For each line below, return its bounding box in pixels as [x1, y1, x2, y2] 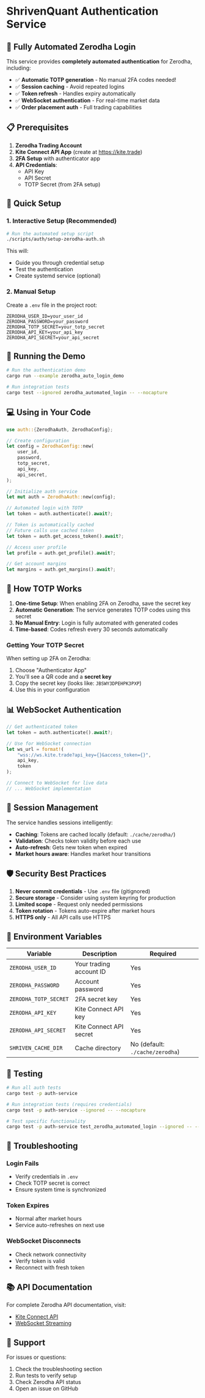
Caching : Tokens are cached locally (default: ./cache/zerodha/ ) [15, 830, 176, 838]
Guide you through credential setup [15, 259, 105, 266]
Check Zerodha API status [15, 1378, 81, 1386]
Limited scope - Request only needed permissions [15, 901, 143, 908]
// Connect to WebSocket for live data [6, 780, 108, 786]
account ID [74, 967, 106, 976]
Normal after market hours [15, 1215, 82, 1223]
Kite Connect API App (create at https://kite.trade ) [15, 148, 143, 155]
